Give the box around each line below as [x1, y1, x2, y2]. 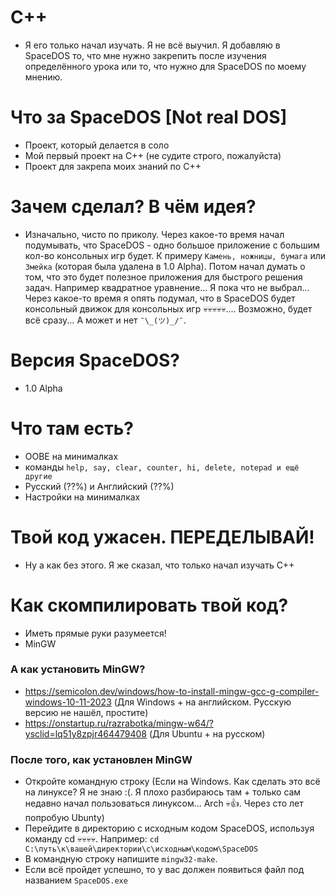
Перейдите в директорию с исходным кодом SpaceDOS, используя [24, 822, 315, 835]
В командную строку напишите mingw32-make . [24, 853, 218, 865]
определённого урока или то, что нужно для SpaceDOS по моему [24, 60, 307, 72]
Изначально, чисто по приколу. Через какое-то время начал [24, 228, 285, 240]
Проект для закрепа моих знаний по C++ [24, 160, 202, 172]
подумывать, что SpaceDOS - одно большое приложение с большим [24, 239, 320, 251]
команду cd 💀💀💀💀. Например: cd [24, 833, 160, 845]
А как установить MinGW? [10, 662, 146, 676]
